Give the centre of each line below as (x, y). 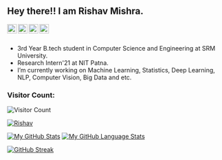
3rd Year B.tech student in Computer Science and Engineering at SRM (116, 48)
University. (32, 55)
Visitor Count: (31, 95)
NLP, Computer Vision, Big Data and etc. (74, 77)
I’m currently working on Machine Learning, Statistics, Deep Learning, (116, 70)
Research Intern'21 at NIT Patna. (63, 63)
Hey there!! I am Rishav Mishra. (75, 11)
